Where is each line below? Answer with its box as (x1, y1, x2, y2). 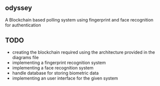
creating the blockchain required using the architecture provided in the (12, 49, 156, 55)
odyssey (5, 4, 32, 12)
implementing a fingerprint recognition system (12, 60, 107, 65)
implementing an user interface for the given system (12, 75, 118, 81)
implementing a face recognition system (12, 64, 94, 70)
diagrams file (12, 54, 39, 60)
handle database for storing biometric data (12, 70, 99, 76)
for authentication (5, 22, 41, 28)
